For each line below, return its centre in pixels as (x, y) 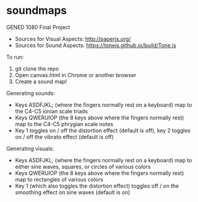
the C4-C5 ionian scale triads (51, 111)
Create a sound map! (41, 81)
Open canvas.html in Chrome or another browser (76, 75)
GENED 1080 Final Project (38, 27)
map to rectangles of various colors (59, 179)
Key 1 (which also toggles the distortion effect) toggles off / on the (97, 186)
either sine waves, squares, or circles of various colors (83, 166)
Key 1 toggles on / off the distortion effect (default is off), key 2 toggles (103, 130)
